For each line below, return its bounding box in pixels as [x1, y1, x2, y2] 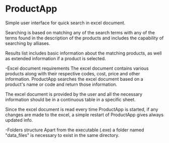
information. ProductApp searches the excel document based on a [5, 76, 144, 82]
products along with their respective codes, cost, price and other [5, 70, 140, 76]
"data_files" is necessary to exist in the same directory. [5, 132, 120, 138]
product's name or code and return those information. [5, 81, 118, 87]
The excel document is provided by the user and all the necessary [5, 91, 143, 97]
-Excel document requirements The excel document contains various [5, 65, 149, 71]
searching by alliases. [5, 40, 50, 46]
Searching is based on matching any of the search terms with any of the [5, 29, 155, 35]
